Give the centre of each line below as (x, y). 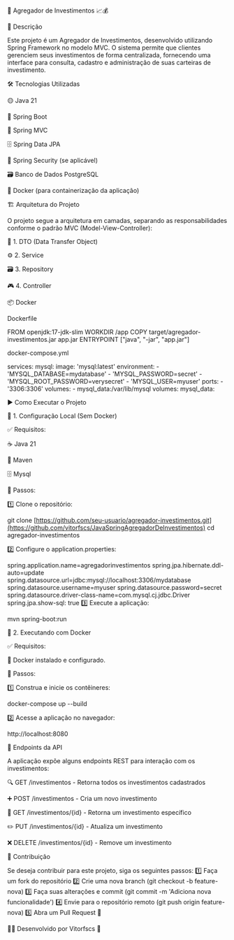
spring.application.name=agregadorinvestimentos (79, 565)
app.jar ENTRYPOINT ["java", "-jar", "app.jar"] (124, 339)
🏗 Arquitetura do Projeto (44, 204)
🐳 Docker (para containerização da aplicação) (73, 190)
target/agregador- (175, 332)
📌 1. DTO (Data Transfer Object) (52, 241)
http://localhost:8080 (38, 734)
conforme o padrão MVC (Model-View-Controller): (80, 228)
